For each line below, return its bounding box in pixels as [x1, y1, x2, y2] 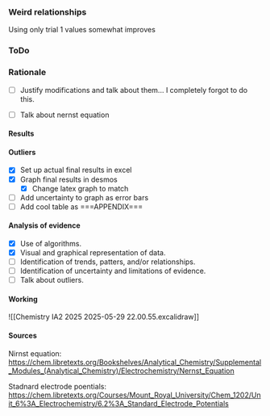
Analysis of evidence [8, 221, 81, 230]
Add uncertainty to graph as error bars [19, 192, 149, 202]
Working [8, 294, 38, 304]
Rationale [8, 67, 47, 78]
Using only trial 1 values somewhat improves [8, 25, 156, 35]
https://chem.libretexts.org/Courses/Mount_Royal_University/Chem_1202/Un [8, 390, 261, 400]
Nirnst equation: [8, 348, 62, 358]
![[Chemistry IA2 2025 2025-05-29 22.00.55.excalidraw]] [8, 312, 200, 321]
